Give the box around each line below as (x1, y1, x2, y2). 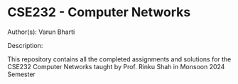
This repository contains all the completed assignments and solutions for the (7, 54, 232, 64)
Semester (7, 70, 36, 78)
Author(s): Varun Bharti (7, 28, 75, 36)
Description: (7, 41, 43, 49)
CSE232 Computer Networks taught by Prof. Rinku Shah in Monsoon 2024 (7, 62, 225, 71)
